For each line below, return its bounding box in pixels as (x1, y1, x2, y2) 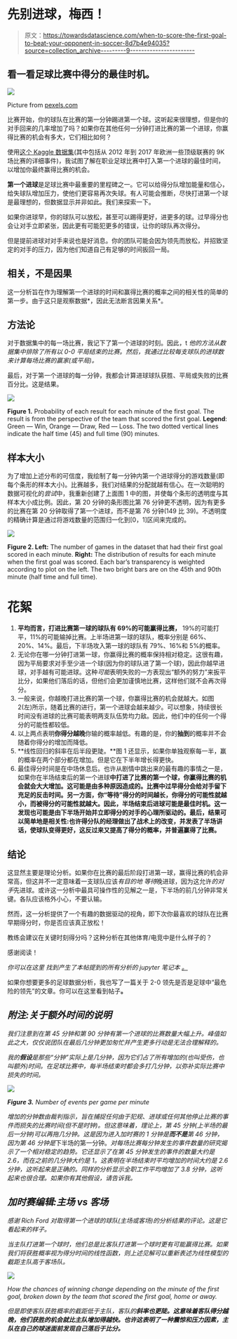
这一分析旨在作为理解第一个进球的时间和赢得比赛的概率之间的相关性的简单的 (7, 287, 229, 296)
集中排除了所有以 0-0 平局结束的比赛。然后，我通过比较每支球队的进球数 (13, 348, 224, 356)
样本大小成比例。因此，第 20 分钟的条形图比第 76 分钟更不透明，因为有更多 (7, 498, 226, 506)
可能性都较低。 (29, 720, 74, 729)
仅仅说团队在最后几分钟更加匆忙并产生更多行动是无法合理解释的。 (31, 1038, 222, 1046)
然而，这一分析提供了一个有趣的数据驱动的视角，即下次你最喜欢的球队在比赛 (7, 909, 229, 918)
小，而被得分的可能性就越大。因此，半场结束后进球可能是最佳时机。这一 (17, 800, 226, 808)
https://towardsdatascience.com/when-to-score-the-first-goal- (43, 31, 226, 39)
